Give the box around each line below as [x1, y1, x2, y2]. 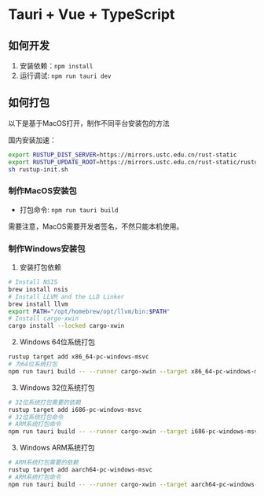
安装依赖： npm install [19, 61, 93, 70]
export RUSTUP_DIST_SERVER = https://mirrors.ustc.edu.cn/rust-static [8, 151, 237, 159]
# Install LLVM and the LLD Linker [8, 292, 125, 300]
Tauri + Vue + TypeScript [8, 6, 175, 24]
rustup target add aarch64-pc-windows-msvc [8, 466, 153, 474]
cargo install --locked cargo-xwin [8, 322, 125, 330]
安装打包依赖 [19, 263, 61, 272]
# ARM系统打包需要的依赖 [8, 458, 79, 467]
